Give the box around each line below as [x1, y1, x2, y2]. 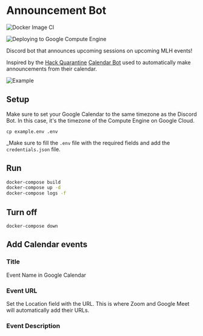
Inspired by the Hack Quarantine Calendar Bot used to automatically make [6, 59, 191, 66]
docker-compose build [6, 179, 61, 185]
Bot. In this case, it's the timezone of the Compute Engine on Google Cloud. [6, 117, 195, 124]
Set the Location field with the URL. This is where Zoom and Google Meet [6, 300, 190, 307]
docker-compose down [6, 223, 59, 229]
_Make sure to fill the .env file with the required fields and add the [6, 139, 170, 146]
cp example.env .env [6, 128, 59, 135]
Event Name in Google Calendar [6, 271, 87, 279]
